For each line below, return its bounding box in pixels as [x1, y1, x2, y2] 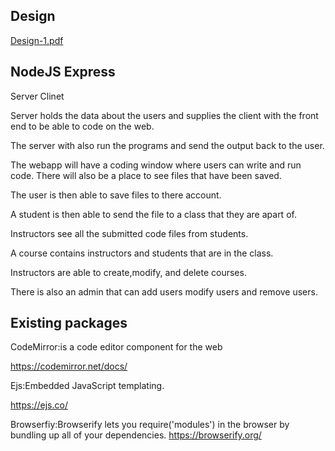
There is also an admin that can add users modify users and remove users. [10, 285, 318, 298]
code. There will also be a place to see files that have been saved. [10, 169, 282, 181]
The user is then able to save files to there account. [10, 189, 222, 201]
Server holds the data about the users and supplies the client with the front [10, 109, 319, 121]
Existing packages [10, 315, 128, 332]
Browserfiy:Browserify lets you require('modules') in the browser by [10, 419, 290, 431]
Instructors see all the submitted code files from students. [10, 227, 249, 239]
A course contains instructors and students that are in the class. [10, 247, 274, 259]
